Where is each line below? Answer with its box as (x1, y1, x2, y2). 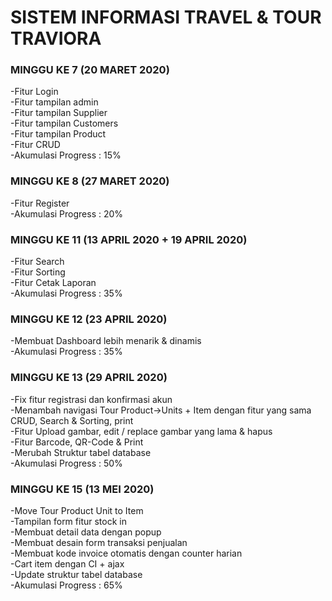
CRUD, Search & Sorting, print (10, 414, 134, 426)
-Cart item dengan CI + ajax (10, 557, 125, 570)
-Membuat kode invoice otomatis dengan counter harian (10, 547, 243, 559)
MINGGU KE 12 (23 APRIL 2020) (10, 312, 168, 326)
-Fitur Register (10, 197, 70, 209)
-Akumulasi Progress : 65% (10, 579, 123, 591)
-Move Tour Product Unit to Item (10, 504, 144, 516)
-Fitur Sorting (10, 266, 66, 278)
